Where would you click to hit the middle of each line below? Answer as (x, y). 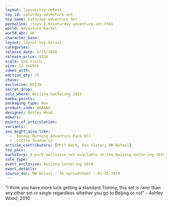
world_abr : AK (20, 33)
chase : (12, 80)
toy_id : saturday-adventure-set (39, 15)
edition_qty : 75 (22, 75)
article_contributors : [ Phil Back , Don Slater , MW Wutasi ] (68, 145)
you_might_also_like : (28, 131)
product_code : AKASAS (28, 108)
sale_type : (17, 159)
